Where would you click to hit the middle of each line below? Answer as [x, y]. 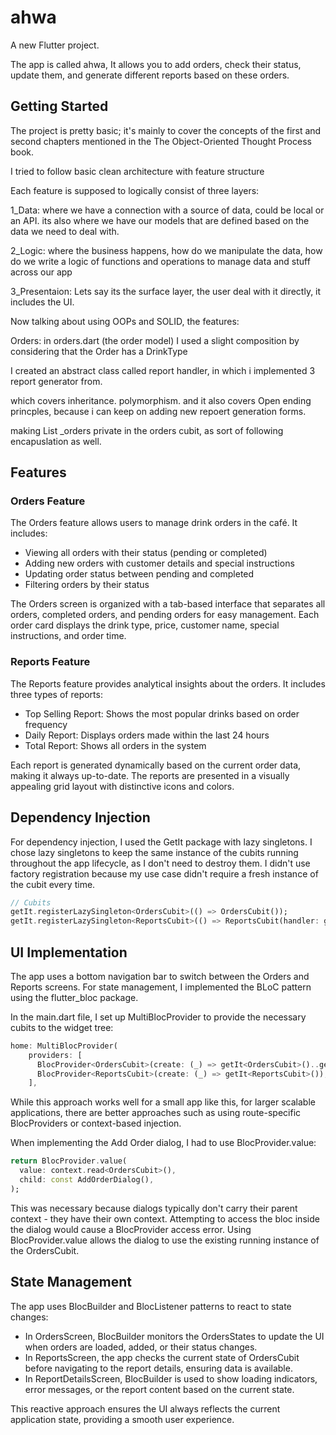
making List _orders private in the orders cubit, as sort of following [147, 430]
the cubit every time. [53, 884]
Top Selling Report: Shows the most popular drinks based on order [162, 713]
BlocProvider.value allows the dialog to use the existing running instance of [165, 1240]
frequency [46, 724]
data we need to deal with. [65, 231]
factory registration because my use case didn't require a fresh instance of [164, 873]
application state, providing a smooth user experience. [122, 1419]
